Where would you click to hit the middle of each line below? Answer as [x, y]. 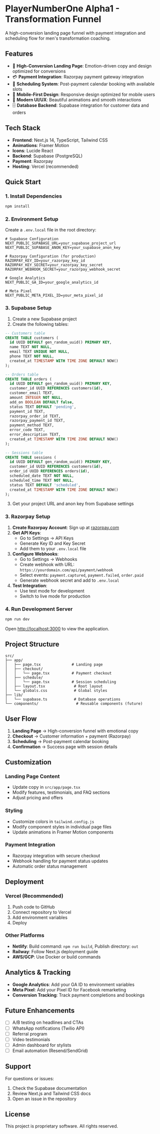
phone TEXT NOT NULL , [32, 356]
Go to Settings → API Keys [47, 538]
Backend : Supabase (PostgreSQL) [47, 156]
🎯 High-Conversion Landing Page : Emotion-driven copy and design [82, 66]
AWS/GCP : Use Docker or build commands [56, 957]
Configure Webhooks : [35, 554]
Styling [14, 811]
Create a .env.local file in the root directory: [51, 230]
